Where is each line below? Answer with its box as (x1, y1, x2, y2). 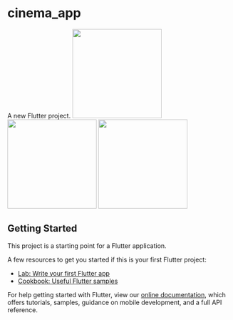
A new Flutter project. (7, 111, 71, 120)
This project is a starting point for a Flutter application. (7, 241, 167, 250)
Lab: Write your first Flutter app (17, 269, 110, 277)
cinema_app (7, 5, 81, 21)
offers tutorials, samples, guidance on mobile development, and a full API (7, 298, 222, 306)
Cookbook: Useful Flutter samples (17, 277, 118, 285)
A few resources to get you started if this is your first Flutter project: (7, 255, 207, 264)
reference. (7, 305, 38, 314)
